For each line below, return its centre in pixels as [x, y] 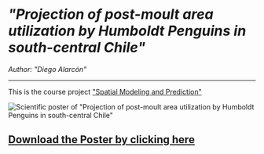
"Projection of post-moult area [111, 14]
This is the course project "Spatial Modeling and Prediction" [105, 91]
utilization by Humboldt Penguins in [127, 31]
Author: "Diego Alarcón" [48, 69]
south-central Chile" [77, 48]
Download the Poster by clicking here [101, 140]
